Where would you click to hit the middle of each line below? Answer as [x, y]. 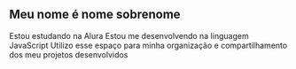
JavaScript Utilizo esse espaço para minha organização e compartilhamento [148, 45]
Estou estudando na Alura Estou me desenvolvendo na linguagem [129, 35]
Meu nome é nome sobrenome [95, 15]
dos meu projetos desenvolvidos [69, 54]
